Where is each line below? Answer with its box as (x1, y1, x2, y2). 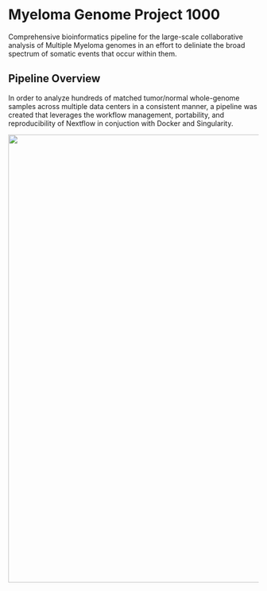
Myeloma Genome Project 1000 (8, 6, 221, 24)
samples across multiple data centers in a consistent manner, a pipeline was (8, 101, 257, 111)
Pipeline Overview (8, 72, 101, 85)
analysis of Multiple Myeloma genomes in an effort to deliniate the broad (8, 40, 246, 49)
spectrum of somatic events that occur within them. (8, 49, 177, 58)
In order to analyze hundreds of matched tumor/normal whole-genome (8, 93, 240, 103)
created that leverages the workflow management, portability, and (8, 110, 225, 119)
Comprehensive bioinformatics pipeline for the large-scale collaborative (8, 32, 244, 41)
